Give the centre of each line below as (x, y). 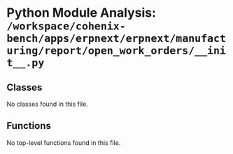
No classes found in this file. (47, 104)
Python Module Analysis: (82, 13)
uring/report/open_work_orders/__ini (116, 51)
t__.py (26, 63)
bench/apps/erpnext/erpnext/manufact (116, 39)
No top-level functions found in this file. (64, 143)
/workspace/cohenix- (66, 26)
